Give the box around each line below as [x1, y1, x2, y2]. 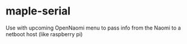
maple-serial [5, 4, 71, 18]
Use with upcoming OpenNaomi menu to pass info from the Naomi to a [5, 24, 181, 31]
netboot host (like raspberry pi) [5, 30, 83, 37]
